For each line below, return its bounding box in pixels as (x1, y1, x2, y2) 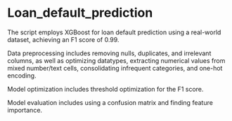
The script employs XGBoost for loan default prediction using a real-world (7, 28, 221, 36)
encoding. (7, 71, 37, 80)
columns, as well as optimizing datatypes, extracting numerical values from (7, 56, 226, 64)
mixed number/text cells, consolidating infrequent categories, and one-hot (7, 64, 223, 72)
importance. (7, 106, 43, 114)
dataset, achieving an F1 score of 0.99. (7, 35, 120, 43)
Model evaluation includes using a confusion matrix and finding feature (7, 98, 213, 106)
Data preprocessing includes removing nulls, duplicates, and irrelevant (7, 49, 212, 57)
